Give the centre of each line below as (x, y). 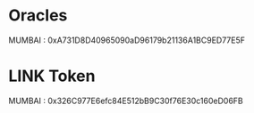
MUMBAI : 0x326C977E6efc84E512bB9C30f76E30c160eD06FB (126, 101)
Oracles (38, 16)
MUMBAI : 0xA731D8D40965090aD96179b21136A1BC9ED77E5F (127, 40)
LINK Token (52, 76)
